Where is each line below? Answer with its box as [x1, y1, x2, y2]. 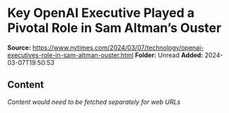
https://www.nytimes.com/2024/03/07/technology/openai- [33, 43, 204, 52]
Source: [7, 43, 32, 52]
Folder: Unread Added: [135, 51, 204, 59]
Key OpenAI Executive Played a [7, 5, 195, 21]
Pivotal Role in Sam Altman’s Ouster [7, 20, 222, 36]
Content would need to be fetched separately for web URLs [7, 97, 181, 106]
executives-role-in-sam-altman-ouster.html [7, 51, 134, 59]
